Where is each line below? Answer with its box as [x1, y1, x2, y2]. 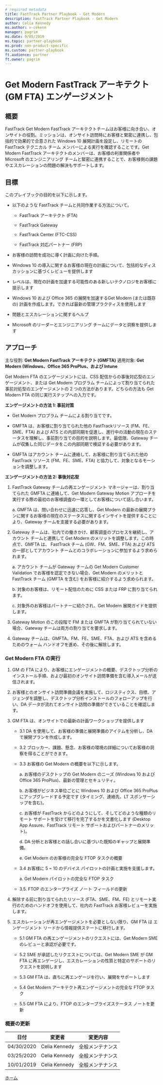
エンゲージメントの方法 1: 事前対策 [5, 402, 74, 408]
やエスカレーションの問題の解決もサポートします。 [5, 162, 107, 168]
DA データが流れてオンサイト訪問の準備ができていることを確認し [20, 702, 151, 707]
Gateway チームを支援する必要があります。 [24, 518, 111, 525]
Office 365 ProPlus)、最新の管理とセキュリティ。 [19, 777, 118, 783]
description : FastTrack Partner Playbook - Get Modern [5, 16, 118, 21]
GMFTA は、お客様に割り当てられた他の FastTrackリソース [12, 423, 130, 429]
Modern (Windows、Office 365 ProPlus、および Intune [5, 363, 118, 369]
